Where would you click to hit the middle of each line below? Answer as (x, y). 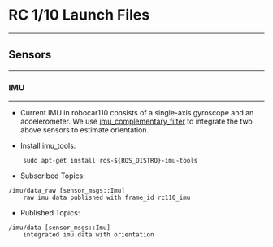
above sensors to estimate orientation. (84, 130)
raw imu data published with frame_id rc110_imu (107, 198)
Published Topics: (50, 213)
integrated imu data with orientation (89, 235)
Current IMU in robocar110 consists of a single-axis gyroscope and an (137, 113)
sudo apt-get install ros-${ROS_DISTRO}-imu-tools (110, 161)
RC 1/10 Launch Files (79, 15)
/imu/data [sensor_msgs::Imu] (60, 228)
